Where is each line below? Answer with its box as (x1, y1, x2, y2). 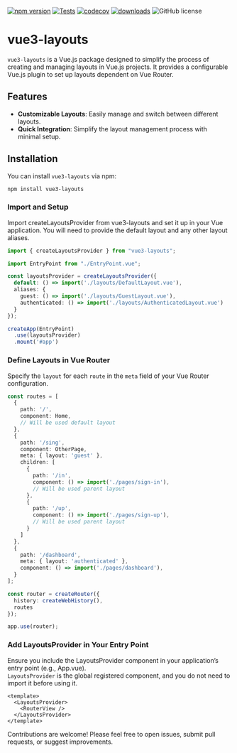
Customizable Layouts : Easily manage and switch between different (17, 109, 219, 118)
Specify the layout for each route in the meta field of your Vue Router (7, 372, 209, 380)
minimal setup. (17, 132, 61, 141)
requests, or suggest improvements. (7, 737, 114, 746)
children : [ (20, 459, 55, 466)
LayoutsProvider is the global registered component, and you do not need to (7, 671, 231, 680)
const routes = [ (7, 393, 59, 400)
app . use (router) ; (7, 623, 59, 630)
